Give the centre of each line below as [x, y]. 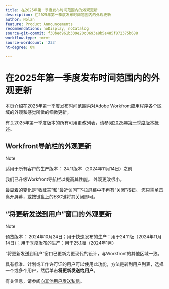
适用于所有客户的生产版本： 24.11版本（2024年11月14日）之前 [69, 169]
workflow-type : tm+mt [28, 38]
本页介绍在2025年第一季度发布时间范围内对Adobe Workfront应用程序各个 [81, 106]
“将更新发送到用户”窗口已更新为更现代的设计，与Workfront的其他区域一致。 [84, 254]
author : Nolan [20, 19]
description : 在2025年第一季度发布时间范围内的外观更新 [58, 15]
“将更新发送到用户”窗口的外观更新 [58, 214]
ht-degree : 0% [20, 47]
